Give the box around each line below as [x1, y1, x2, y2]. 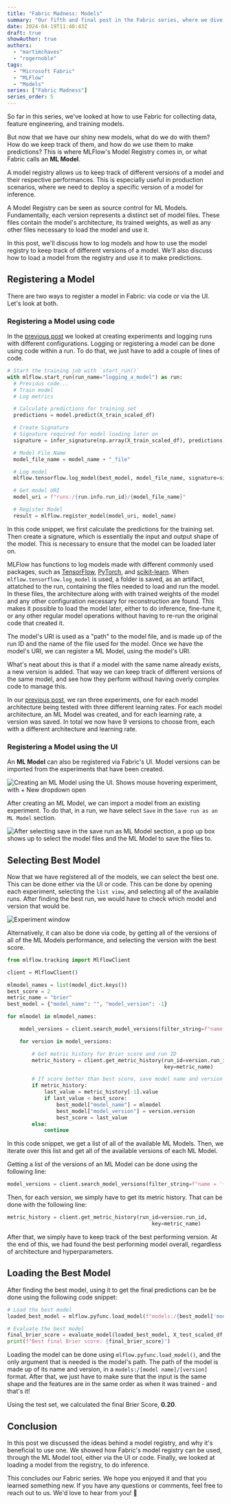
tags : [7, 61, 23, 68]
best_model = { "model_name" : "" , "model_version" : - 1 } [7, 1001, 168, 1008]
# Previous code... [13, 380, 69, 387]
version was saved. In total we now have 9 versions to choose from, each [7, 718, 215, 726]
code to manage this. [7, 682, 67, 690]
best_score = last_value [56, 1114, 128, 1121]
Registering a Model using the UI [7, 742, 118, 751]
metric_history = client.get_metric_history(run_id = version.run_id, [7, 1214, 208, 1221]
